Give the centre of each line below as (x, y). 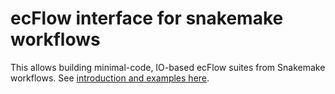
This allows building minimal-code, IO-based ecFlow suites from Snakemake (168, 67)
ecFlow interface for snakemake (147, 18)
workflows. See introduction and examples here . (110, 78)
